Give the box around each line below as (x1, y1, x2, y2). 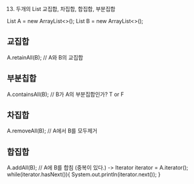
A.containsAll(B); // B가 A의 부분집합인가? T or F (7, 90, 124, 98)
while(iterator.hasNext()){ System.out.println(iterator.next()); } (7, 171, 161, 178)
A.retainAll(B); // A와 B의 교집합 (7, 53, 84, 61)
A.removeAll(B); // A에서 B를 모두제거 (7, 127, 98, 135)
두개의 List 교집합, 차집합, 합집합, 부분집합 (15, 5, 116, 12)
